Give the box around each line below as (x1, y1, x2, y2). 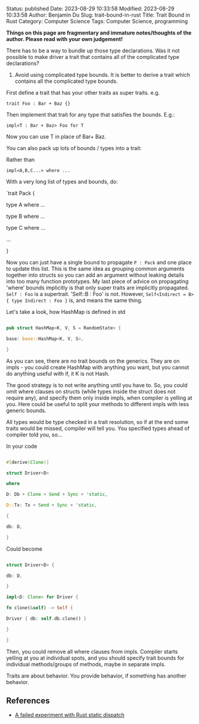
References (6, 696, 50, 706)
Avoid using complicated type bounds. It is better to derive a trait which (14, 71, 191, 78)
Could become (6, 545, 43, 553)
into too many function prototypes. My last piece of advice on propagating (6, 278, 189, 285)
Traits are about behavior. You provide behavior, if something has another (6, 672, 186, 679)
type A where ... (6, 201, 46, 208)
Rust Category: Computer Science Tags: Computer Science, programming (6, 18, 188, 24)
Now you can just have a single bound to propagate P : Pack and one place (6, 259, 192, 266)
